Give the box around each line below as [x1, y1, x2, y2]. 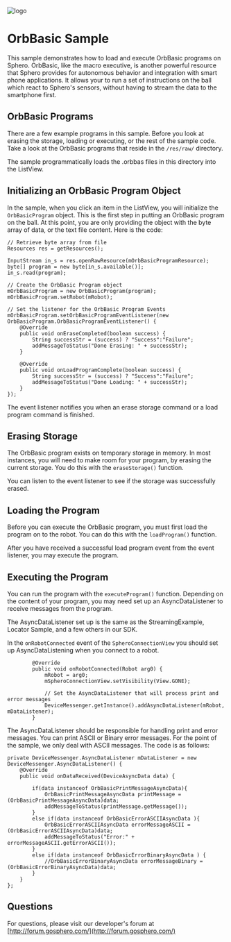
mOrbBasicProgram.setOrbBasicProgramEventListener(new [7, 312, 169, 319]
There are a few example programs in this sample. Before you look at [7, 129, 205, 137]
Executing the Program [7, 571, 109, 583]
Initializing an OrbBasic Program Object [7, 185, 182, 197]
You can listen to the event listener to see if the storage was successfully [7, 477, 216, 485]
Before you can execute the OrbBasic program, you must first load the [7, 523, 208, 531]
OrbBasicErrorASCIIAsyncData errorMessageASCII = [44, 821, 191, 828]
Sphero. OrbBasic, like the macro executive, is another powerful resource [7, 61, 217, 69]
